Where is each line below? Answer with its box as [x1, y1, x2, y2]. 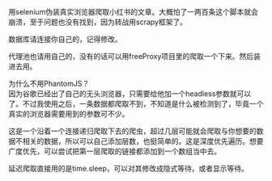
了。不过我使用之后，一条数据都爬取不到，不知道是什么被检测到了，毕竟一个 [8, 99, 264, 108]
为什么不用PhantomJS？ [8, 79, 90, 88]
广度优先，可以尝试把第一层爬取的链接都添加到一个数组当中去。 [8, 146, 221, 156]
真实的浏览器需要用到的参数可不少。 [8, 109, 130, 119]
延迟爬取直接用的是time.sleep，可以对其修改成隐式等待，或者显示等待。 [8, 164, 249, 173]
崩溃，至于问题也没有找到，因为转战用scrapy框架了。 [8, 17, 188, 27]
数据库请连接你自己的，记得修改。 [8, 35, 122, 44]
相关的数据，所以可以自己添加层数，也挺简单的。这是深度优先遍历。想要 [22, 137, 264, 145]
